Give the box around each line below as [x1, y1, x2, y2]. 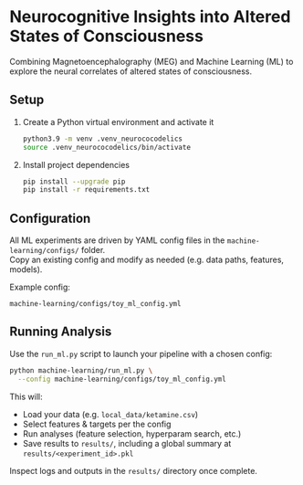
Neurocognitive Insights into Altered [9, 6, 291, 27]
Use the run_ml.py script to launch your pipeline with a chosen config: [9, 348, 273, 359]
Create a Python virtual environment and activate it [22, 116, 214, 127]
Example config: [9, 281, 71, 293]
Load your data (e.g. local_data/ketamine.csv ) [22, 408, 199, 419]
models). [9, 264, 43, 275]
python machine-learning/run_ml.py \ [9, 365, 153, 375]
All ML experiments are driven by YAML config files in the [9, 235, 225, 246]
